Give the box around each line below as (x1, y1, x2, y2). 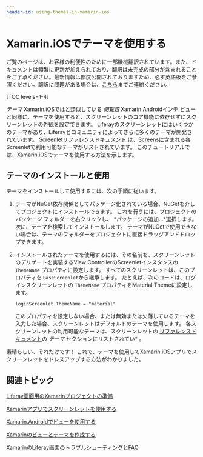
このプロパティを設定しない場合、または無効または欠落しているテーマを (15, 313, 196, 320)
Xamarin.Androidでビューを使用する (6, 418, 96, 425)
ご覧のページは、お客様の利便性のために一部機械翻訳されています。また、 (6, 58, 191, 65)
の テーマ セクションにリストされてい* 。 (41, 335, 145, 342)
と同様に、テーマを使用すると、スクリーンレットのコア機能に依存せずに (6, 113, 187, 120)
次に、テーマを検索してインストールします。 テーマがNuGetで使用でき (15, 223, 191, 230)
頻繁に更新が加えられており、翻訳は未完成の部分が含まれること (38, 65, 197, 73)
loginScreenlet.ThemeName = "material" (15, 301, 116, 307)
